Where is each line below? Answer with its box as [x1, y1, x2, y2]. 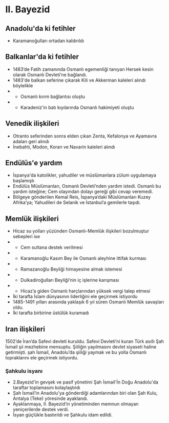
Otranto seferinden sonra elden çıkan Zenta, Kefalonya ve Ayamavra [12, 132, 157, 139]
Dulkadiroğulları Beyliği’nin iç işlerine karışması [20, 277, 119, 283]
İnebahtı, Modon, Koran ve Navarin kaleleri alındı [12, 144, 115, 150]
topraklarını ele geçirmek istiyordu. [5, 355, 78, 361]
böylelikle [12, 82, 33, 88]
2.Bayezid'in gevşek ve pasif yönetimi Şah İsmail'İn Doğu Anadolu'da [12, 379, 159, 386]
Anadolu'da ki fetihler [5, 24, 76, 33]
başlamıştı [12, 178, 35, 184]
